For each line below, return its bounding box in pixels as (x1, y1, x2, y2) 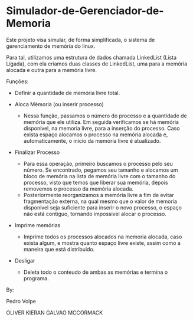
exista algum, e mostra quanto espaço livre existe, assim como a (23, 239, 181, 246)
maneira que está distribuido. (23, 245, 95, 253)
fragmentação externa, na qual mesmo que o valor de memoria (23, 198, 177, 205)
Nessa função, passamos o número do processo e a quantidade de (23, 112, 187, 119)
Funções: (6, 78, 29, 85)
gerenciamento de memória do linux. (6, 42, 96, 50)
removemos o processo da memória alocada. (23, 185, 134, 192)
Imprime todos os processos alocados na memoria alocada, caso (23, 233, 182, 240)
